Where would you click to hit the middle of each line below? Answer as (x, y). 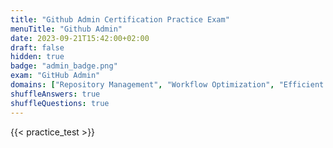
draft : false (37, 47)
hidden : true (37, 57)
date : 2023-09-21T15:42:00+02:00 (80, 38)
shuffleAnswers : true (55, 94)
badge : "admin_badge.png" (64, 66)
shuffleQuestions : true (60, 103)
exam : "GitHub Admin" (55, 76)
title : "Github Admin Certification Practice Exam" (120, 19)
